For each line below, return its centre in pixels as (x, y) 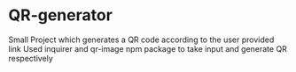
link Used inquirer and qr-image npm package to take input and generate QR (148, 48)
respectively (31, 58)
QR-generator (60, 15)
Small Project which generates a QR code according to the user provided (141, 40)
